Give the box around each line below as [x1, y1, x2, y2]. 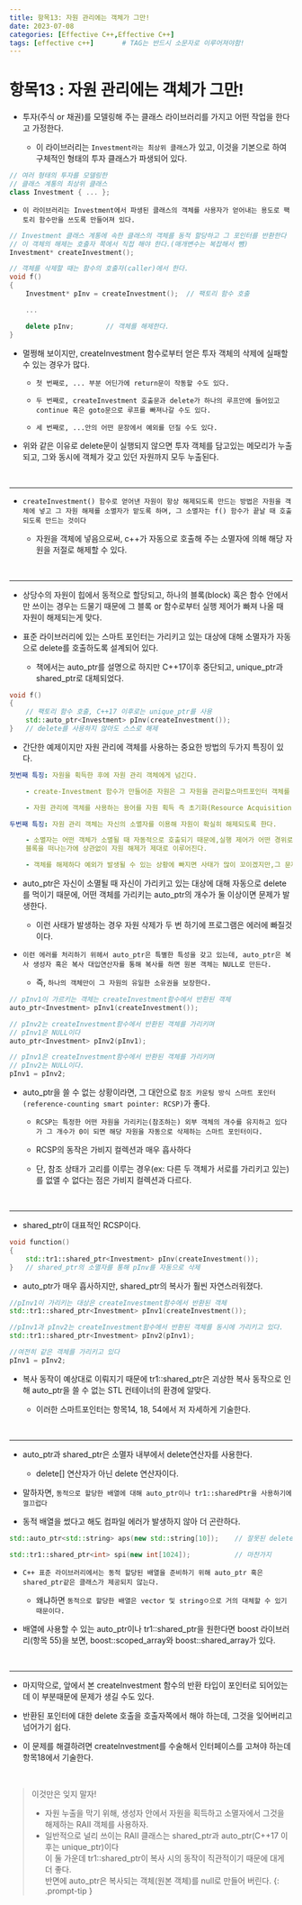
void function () [9, 1238, 70, 1247]
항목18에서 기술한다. [22, 1752, 94, 1763]
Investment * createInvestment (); [9, 248, 135, 257]
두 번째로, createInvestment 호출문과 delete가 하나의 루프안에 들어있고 [35, 396, 280, 406]
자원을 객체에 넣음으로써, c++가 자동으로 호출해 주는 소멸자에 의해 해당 [35, 533, 284, 543]
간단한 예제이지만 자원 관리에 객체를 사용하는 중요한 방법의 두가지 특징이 [22, 741, 275, 752]
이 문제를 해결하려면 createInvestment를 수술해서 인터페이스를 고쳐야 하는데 [22, 1740, 291, 1751]
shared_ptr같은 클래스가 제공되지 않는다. [22, 1578, 160, 1587]
